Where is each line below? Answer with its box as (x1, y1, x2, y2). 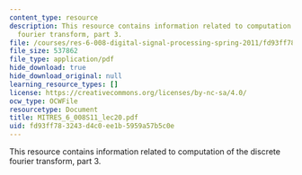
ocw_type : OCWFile (9, 96, 78, 106)
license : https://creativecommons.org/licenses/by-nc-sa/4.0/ (9, 88, 247, 97)
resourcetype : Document (9, 105, 99, 114)
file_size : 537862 (9, 47, 78, 56)
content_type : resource (9, 13, 99, 22)
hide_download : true (9, 64, 87, 73)
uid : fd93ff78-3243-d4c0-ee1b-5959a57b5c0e (9, 122, 175, 131)
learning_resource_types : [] (9, 80, 119, 89)
